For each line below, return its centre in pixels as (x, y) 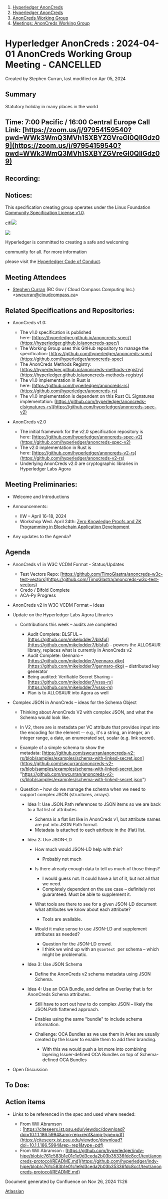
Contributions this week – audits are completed (68, 624)
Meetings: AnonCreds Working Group (51, 23)
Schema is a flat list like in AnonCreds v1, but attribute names (98, 819)
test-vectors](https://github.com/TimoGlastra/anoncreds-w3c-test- (89, 579)
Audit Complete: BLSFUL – (54, 634)
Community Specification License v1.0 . (45, 213)
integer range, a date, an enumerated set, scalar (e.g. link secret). (87, 738)
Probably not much (62, 859)
